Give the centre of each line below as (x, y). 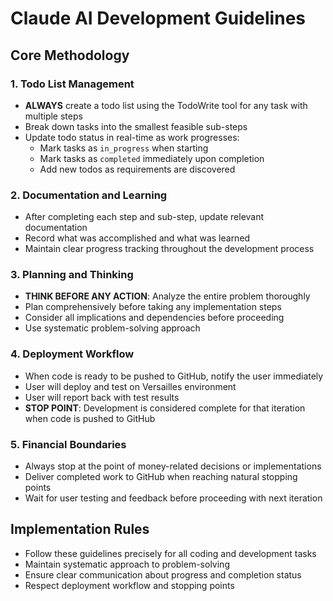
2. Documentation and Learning (89, 195)
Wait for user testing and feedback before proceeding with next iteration (173, 498)
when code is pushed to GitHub (90, 418)
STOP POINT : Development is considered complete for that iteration (165, 408)
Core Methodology (70, 55)
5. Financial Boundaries (68, 444)
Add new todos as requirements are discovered (137, 169)
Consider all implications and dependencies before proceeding (154, 318)
